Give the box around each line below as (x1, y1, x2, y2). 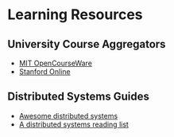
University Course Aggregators (7, 37, 166, 51)
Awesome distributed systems (18, 111, 118, 120)
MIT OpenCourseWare (18, 58, 93, 68)
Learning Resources (7, 6, 143, 24)
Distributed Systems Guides (7, 90, 150, 104)
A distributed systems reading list (18, 119, 129, 129)
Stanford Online (18, 67, 71, 76)
